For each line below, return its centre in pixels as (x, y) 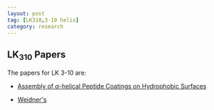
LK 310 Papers (36, 55)
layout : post (26, 13)
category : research (35, 26)
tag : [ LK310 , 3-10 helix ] (43, 20)
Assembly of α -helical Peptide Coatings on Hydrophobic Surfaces (112, 86)
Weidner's (32, 100)
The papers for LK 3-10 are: (47, 73)
